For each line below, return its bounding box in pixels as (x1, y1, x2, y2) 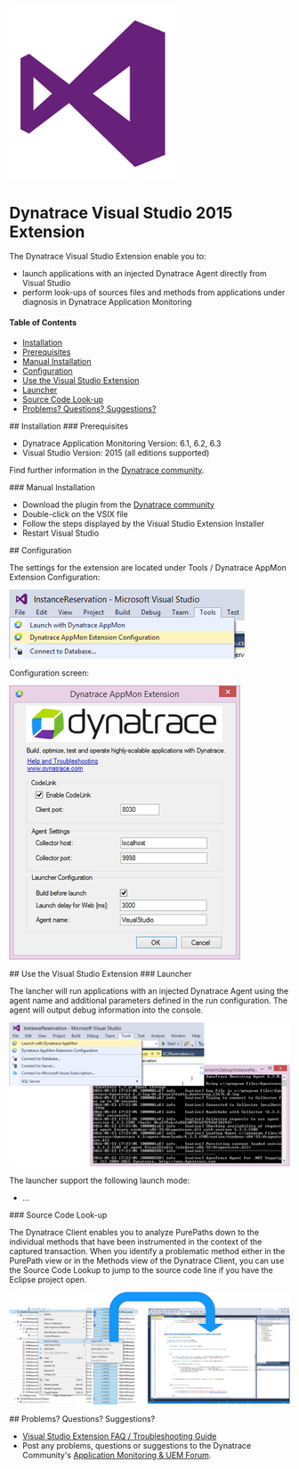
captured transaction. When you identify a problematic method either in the (9, 1246, 286, 1257)
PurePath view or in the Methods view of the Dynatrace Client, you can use (9, 1255, 285, 1267)
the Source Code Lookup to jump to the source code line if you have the (9, 1265, 273, 1276)
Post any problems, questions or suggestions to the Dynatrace (21, 1440, 252, 1451)
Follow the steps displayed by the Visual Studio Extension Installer (21, 518, 265, 529)
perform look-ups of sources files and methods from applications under (21, 287, 286, 298)
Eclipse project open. (9, 1275, 87, 1285)
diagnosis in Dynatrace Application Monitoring (21, 297, 192, 308)
